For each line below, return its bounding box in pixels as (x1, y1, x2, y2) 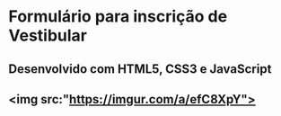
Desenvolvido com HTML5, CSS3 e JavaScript (8, 61, 272, 76)
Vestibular (8, 25, 87, 46)
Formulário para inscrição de (8, 6, 228, 27)
